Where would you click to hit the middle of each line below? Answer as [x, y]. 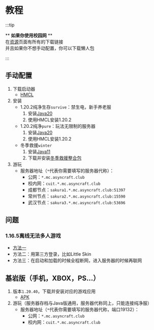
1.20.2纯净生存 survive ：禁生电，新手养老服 [66, 107]
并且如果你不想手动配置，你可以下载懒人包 [50, 48]
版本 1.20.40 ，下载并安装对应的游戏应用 [54, 291]
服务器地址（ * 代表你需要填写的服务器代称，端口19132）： [80, 310]
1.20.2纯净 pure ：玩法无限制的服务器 [58, 126]
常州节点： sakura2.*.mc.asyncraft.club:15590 [76, 196]
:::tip [10, 25]
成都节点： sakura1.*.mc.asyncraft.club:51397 [76, 189]
